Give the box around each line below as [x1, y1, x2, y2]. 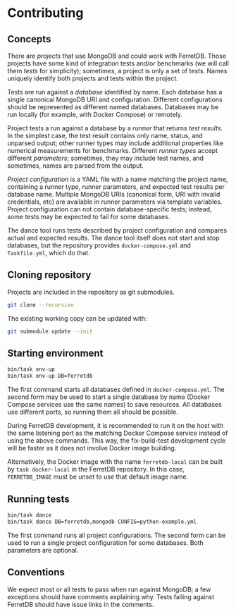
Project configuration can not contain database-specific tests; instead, [7, 205, 213, 213]
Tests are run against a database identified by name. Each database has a [7, 88, 223, 96]
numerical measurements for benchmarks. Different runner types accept [7, 147, 218, 154]
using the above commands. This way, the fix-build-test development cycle [7, 436, 226, 445]
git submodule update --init [7, 328, 93, 335]
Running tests [7, 493, 70, 505]
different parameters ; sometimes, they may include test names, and [7, 154, 204, 162]
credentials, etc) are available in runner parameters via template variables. [7, 197, 223, 206]
